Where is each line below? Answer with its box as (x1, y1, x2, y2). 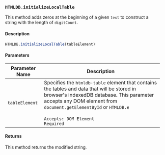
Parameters (5, 52, 29, 58)
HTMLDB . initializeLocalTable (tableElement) (5, 42, 96, 47)
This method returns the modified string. (5, 144, 87, 150)
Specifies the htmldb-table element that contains (44, 79, 157, 86)
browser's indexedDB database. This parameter (44, 91, 154, 98)
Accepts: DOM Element (44, 116, 95, 122)
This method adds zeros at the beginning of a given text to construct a (5, 14, 149, 20)
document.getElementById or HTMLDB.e (44, 103, 130, 110)
